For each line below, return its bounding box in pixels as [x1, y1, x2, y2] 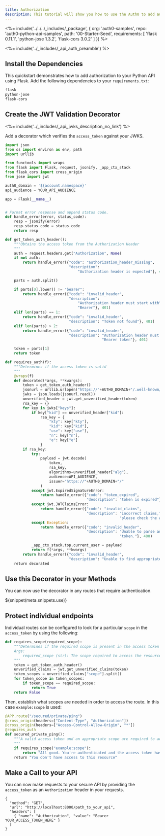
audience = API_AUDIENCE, [49, 474, 98, 479]
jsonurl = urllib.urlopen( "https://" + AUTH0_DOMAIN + [23, 387, 131, 392]
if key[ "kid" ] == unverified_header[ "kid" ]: [31, 410, 124, 415]
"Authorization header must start [78, 301, 148, 306]
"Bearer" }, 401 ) [78, 305, 111, 311]
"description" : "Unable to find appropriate [68, 557, 162, 561]
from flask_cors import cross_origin [5, 170, 82, 175]
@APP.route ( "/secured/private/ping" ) [5, 713, 82, 719]
